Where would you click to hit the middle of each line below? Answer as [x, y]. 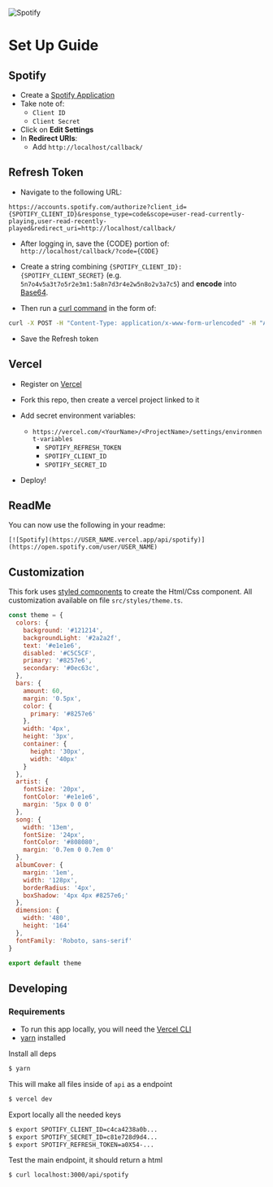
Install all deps [32, 1053]
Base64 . [34, 292]
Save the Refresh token [59, 339]
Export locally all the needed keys [65, 1115]
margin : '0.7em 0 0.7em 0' [69, 850]
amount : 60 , [43, 691]
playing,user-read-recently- [58, 221]
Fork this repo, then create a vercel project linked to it [110, 400]
